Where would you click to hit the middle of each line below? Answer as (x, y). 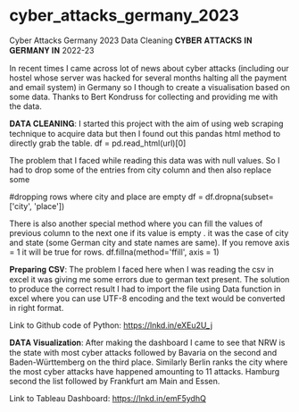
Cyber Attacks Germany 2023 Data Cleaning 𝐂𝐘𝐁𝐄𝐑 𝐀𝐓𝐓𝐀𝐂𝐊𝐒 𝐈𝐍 (131, 40)
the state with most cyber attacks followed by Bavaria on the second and (143, 352)
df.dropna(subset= (239, 197)
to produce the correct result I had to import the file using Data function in (145, 289)
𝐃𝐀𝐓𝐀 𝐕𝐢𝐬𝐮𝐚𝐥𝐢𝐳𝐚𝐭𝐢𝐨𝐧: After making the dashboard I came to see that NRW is (147, 342)
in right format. (37, 307)
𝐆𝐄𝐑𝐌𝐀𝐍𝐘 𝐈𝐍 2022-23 (52, 50)
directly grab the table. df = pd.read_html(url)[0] (98, 143)
